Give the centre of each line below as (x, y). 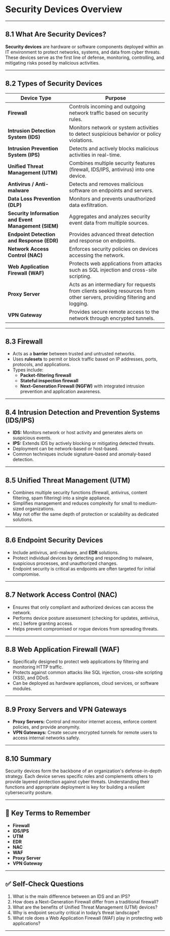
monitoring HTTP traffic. (38, 667)
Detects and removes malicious (106, 184)
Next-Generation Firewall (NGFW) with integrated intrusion (82, 386)
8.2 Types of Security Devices (54, 84)
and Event (20, 220)
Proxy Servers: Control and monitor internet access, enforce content (84, 722)
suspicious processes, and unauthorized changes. (65, 563)
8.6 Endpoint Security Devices (54, 540)
